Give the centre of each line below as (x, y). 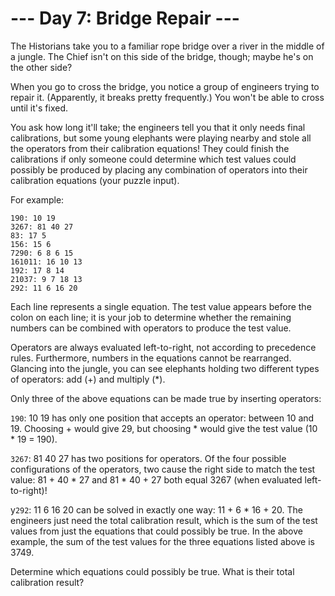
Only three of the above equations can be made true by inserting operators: (166, 398)
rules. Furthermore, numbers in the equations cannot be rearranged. (151, 358)
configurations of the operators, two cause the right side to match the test (163, 469)
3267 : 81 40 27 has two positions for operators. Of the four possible (148, 458)
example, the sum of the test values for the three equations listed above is (162, 541)
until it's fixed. (39, 108)
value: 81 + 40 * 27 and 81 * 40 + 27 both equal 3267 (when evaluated (156, 479)
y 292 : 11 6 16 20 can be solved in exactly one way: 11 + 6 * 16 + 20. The (156, 509)
